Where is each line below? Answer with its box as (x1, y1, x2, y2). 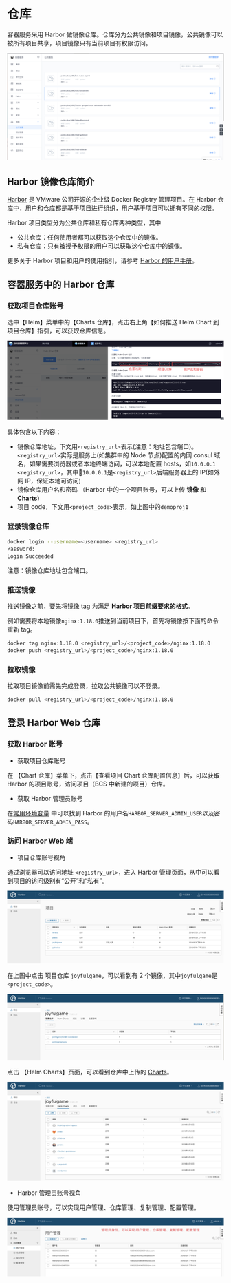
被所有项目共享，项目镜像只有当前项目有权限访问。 (7, 39, 152, 47)
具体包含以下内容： (7, 428, 62, 436)
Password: (7, 545, 36, 552)
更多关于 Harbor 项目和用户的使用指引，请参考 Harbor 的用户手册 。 (7, 256, 198, 265)
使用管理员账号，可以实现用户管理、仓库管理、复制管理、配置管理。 (7, 1203, 200, 1211)
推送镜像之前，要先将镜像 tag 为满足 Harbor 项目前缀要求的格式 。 (7, 602, 194, 610)
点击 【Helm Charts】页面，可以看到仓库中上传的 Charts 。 (7, 1068, 173, 1076)
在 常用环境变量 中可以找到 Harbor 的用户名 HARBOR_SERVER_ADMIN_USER (7, 809, 203, 817)
